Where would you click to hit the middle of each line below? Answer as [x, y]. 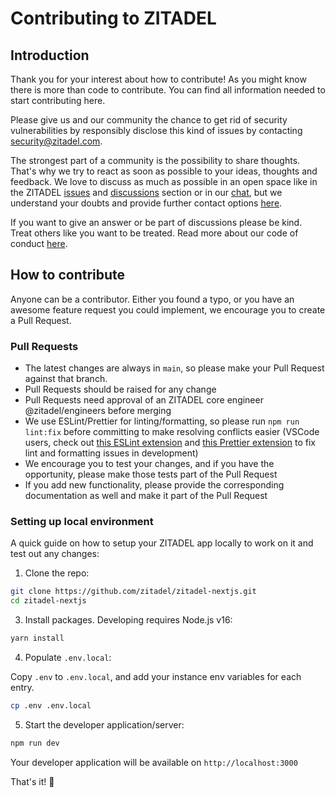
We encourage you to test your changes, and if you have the [149, 464]
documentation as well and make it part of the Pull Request [146, 496]
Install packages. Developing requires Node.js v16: [128, 620]
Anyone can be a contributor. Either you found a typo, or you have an [152, 299]
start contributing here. [58, 100]
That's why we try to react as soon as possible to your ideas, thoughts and [164, 171]
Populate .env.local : [68, 658]
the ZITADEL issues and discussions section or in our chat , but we [146, 192]
